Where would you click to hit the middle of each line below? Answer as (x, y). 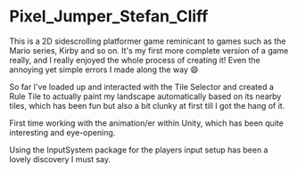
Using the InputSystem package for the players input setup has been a (139, 150)
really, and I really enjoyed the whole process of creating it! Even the (135, 60)
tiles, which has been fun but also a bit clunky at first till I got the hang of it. (147, 105)
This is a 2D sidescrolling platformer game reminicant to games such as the (148, 41)
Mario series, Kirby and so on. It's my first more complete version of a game (149, 50)
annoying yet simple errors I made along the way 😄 (104, 70)
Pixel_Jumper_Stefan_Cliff (109, 16)
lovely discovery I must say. (60, 159)
